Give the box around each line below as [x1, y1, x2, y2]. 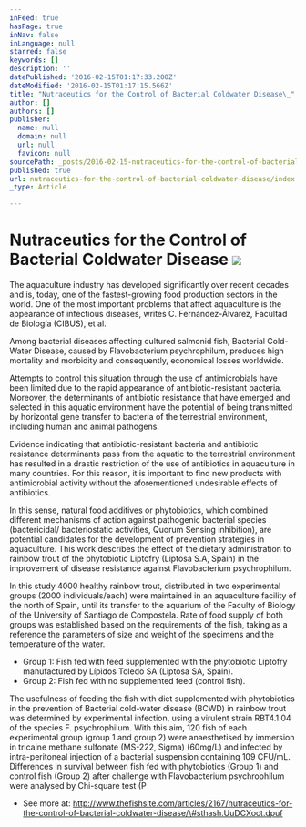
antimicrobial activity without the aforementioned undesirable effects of [9, 477, 278, 488]
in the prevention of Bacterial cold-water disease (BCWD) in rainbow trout [9, 703, 287, 714]
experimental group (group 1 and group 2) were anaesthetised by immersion [9, 732, 295, 743]
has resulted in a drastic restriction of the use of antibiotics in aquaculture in [9, 458, 296, 469]
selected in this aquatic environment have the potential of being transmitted [9, 402, 293, 413]
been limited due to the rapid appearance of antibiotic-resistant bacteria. [9, 383, 282, 393]
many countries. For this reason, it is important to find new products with [9, 468, 282, 479]
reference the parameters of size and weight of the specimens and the [9, 629, 275, 640]
